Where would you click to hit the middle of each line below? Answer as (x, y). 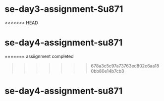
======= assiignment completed (39, 56)
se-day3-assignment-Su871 (64, 9)
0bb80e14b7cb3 (108, 71)
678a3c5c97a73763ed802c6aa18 (125, 66)
